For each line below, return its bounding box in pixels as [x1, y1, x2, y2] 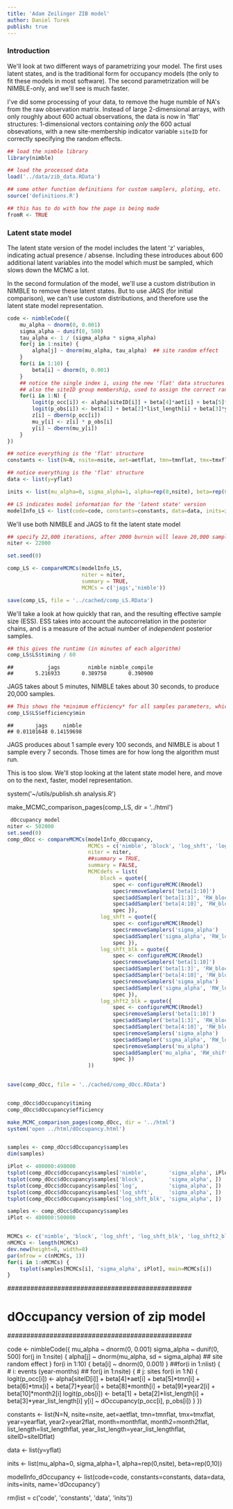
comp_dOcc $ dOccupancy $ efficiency [7, 1106, 104, 1113]
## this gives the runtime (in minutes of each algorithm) [7, 645, 182, 652]
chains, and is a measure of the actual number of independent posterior [7, 624, 213, 633]
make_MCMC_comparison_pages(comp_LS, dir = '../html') [7, 803, 173, 812]
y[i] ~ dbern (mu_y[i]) [32, 425, 98, 432]
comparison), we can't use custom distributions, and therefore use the [7, 293, 209, 302]
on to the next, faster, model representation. [7, 776, 133, 784]
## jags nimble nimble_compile [7, 664, 154, 671]
